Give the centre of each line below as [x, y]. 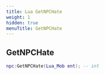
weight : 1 [18, 17]
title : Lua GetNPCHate [34, 12]
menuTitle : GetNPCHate [34, 28]
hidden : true [22, 23]
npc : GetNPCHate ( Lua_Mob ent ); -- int [53, 66]
